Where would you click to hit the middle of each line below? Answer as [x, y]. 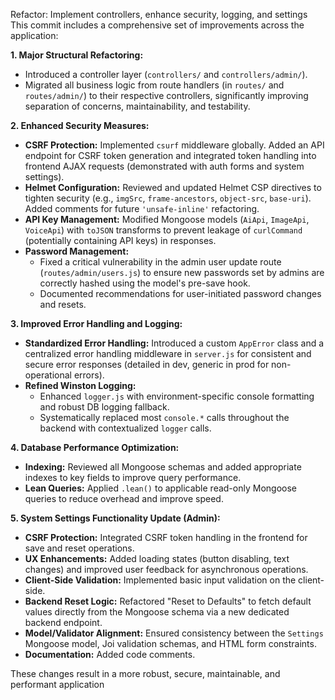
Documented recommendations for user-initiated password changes [180, 293]
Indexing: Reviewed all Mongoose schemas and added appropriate [163, 467]
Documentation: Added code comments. [110, 654]
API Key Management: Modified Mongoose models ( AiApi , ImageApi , [167, 219]
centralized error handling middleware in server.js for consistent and [168, 353]
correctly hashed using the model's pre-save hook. [145, 283]
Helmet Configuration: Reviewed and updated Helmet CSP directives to [173, 187]
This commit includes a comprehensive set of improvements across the [157, 25]
